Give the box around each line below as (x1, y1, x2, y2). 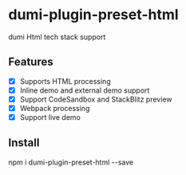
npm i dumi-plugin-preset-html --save (8, 157, 134, 167)
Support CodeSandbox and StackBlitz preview (19, 94, 172, 104)
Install (8, 136, 40, 149)
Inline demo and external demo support (19, 86, 150, 95)
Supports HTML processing (19, 76, 111, 86)
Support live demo (19, 113, 81, 121)
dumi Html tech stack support (8, 32, 106, 42)
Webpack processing (19, 103, 90, 113)
